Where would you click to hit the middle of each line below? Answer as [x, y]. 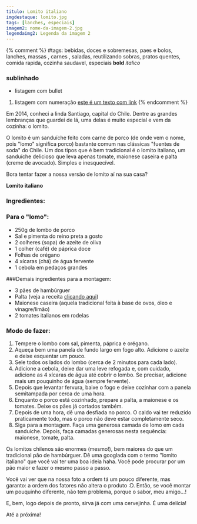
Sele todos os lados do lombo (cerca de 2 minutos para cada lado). [96, 362]
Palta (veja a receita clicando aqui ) [56, 296]
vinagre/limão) [32, 309]
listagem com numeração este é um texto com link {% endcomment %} [101, 102]
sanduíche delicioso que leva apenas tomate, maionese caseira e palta [92, 156]
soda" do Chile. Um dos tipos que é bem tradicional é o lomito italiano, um [96, 150]
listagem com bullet [39, 91]
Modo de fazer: [29, 330]
